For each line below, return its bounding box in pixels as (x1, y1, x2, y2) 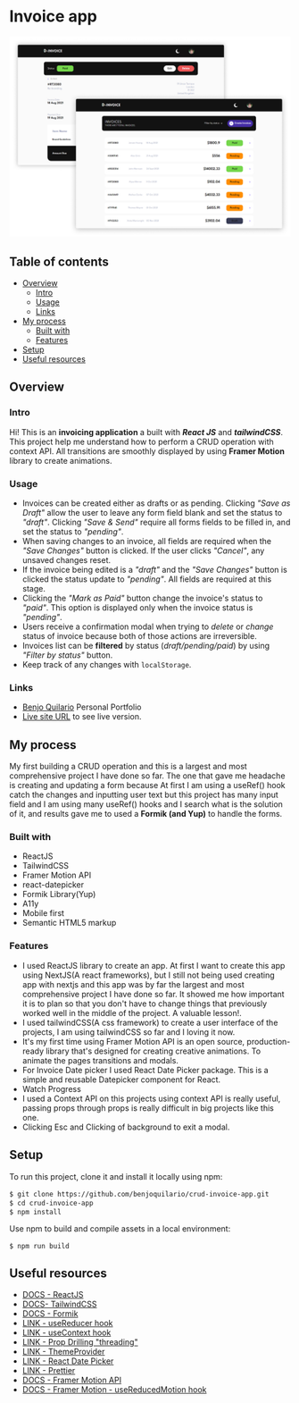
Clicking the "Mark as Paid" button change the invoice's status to (21, 592, 263, 604)
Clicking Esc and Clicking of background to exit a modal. (21, 1122, 230, 1132)
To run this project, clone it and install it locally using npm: (9, 1171, 223, 1181)
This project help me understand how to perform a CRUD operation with (9, 436, 274, 447)
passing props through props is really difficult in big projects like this (21, 1102, 274, 1113)
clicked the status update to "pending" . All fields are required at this (21, 574, 272, 584)
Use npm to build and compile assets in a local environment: (9, 1222, 231, 1234)
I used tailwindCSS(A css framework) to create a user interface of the (21, 1017, 278, 1028)
